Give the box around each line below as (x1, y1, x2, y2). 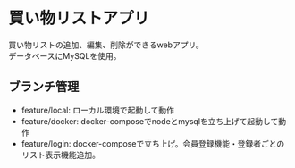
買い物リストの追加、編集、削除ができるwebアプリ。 (8, 39, 205, 50)
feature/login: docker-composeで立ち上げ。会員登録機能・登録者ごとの (21, 138, 285, 148)
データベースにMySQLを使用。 (8, 50, 122, 61)
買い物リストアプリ (8, 8, 150, 29)
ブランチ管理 (8, 80, 80, 95)
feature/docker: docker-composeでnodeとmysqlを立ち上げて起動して (21, 115, 279, 126)
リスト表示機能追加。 (21, 149, 100, 160)
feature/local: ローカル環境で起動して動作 (21, 105, 175, 115)
